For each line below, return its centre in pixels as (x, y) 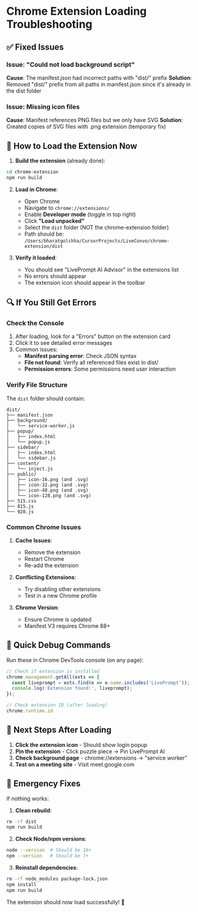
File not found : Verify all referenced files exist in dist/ (91, 363)
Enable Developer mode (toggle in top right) (80, 214)
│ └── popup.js (28, 442)
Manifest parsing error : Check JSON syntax (80, 356)
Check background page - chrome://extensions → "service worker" (101, 758)
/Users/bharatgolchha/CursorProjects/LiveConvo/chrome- (97, 241)
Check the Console (35, 323)
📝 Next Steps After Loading (59, 730)
